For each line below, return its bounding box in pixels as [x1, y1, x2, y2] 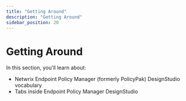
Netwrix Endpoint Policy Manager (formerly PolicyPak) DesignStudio [14, 76, 180, 83]
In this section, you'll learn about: [6, 64, 86, 71]
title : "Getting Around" [6, 8, 67, 15]
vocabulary [14, 82, 42, 89]
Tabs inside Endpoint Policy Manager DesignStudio [14, 88, 138, 95]
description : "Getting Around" [6, 14, 83, 20]
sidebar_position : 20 [6, 19, 59, 25]
